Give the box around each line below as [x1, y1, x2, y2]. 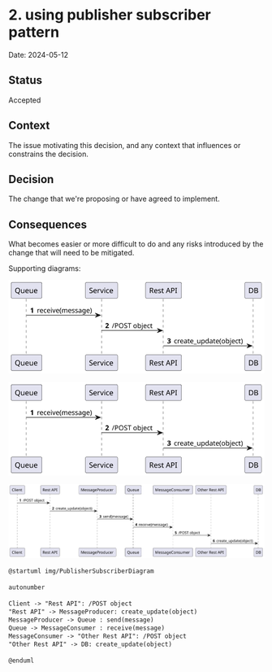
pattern [8, 23, 59, 41]
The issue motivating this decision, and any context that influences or [8, 140, 241, 150]
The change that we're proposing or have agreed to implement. [8, 194, 221, 204]
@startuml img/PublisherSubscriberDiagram [8, 567, 154, 575]
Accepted [8, 95, 41, 105]
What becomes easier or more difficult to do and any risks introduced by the [8, 239, 264, 249]
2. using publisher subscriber [8, 6, 211, 24]
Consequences [8, 217, 88, 231]
